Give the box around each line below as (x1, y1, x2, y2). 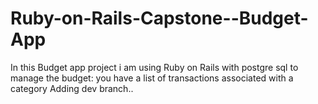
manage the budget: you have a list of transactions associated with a (10, 72, 294, 84)
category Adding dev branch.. (10, 82, 134, 94)
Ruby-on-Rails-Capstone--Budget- (10, 7, 309, 30)
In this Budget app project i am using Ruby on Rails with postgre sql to (10, 61, 299, 73)
